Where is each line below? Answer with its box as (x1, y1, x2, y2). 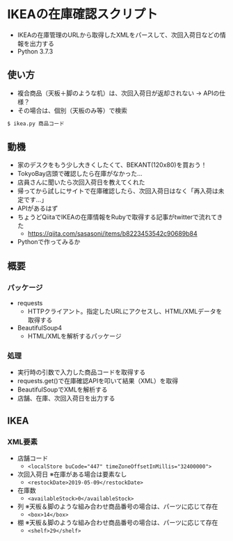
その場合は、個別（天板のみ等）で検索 (17, 106, 127, 115)
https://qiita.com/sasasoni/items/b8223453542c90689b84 (27, 229, 198, 238)
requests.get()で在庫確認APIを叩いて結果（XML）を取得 (17, 377, 179, 385)
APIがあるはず (17, 204, 58, 213)
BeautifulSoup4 (17, 324, 63, 332)
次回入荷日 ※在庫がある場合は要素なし (17, 470, 127, 478)
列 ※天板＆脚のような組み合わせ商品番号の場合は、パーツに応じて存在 (17, 502, 218, 511)
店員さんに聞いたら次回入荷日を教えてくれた (17, 178, 145, 186)
